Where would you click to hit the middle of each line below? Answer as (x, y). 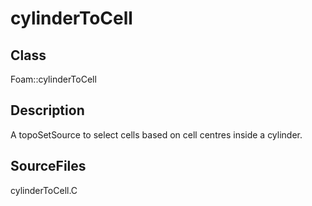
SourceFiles (48, 166)
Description (47, 110)
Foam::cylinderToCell (53, 79)
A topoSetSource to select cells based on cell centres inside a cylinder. (156, 134)
